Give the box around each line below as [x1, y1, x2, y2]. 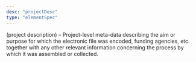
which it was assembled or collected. [6, 50, 98, 57]
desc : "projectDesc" [6, 8, 58, 15]
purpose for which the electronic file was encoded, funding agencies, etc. [6, 37, 190, 45]
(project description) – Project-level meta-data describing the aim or [6, 31, 176, 38]
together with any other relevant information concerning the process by [6, 43, 184, 51]
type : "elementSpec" [6, 14, 58, 20]
